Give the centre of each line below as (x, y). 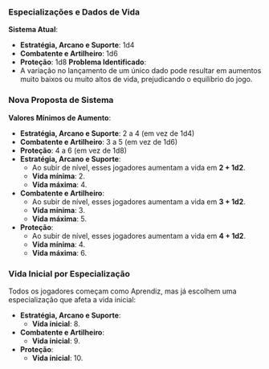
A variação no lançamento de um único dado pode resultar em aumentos (141, 71)
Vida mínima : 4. (59, 244)
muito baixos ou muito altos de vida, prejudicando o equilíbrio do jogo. (136, 80)
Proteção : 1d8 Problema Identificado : (83, 62)
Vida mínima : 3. (59, 210)
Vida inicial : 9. (56, 341)
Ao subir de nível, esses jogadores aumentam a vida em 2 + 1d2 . (139, 167)
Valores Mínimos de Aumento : (59, 117)
